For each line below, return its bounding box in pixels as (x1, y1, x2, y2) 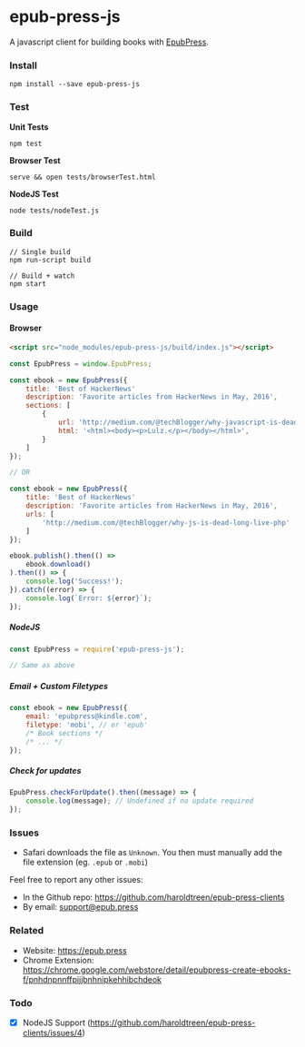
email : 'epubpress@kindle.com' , (25, 712, 148, 721)
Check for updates (9, 765, 82, 776)
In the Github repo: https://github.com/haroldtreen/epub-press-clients (22, 892, 285, 903)
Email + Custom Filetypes (9, 680, 109, 691)
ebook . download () (25, 560, 92, 569)
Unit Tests (9, 121, 49, 133)
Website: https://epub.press (22, 944, 127, 955)
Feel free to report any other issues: (9, 874, 143, 885)
